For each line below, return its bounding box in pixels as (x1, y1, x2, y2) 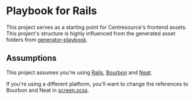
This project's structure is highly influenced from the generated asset (6, 29, 176, 37)
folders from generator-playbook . (6, 36, 88, 43)
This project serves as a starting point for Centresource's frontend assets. (6, 24, 187, 31)
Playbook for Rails (6, 4, 97, 18)
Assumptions (6, 53, 57, 63)
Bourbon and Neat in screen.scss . (6, 87, 90, 94)
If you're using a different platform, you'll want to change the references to (6, 80, 189, 87)
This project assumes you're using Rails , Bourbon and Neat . (6, 69, 152, 76)
